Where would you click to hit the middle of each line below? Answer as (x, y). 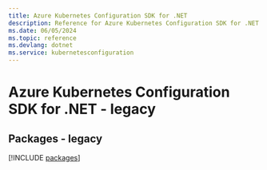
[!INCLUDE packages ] (44, 158)
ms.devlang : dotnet (41, 45)
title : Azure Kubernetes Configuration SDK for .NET (98, 16)
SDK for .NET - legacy (82, 109)
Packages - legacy (55, 138)
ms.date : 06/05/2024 (43, 30)
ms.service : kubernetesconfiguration (71, 53)
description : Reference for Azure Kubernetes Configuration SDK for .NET (134, 23)
